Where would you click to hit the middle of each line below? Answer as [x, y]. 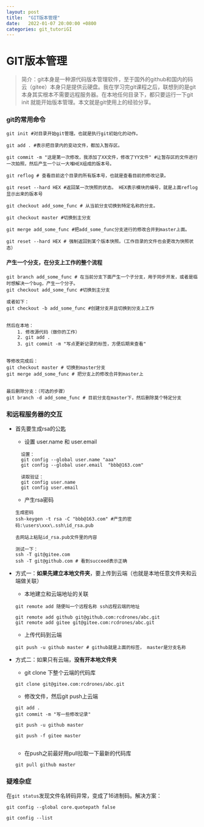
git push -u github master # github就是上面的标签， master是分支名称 [100, 647]
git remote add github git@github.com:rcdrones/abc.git [87, 617]
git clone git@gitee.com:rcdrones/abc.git [70, 684]
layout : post [23, 12]
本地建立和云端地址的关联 [56, 593]
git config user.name [48, 482]
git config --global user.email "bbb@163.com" [83, 465]
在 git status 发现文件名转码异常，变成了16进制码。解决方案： [84, 796]
